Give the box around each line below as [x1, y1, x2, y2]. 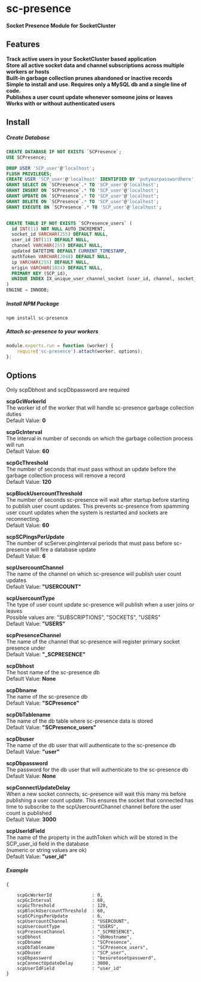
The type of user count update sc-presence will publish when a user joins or [6, 601, 194, 608]
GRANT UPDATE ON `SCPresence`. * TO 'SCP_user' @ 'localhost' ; [6, 193, 160, 199]
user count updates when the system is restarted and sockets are [6, 509, 168, 516]
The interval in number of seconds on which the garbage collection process [6, 435, 193, 442]
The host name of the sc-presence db [6, 669, 100, 676]
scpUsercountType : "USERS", [17, 924, 119, 930]
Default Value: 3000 [6, 816, 57, 823]
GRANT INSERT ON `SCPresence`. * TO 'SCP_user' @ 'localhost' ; [6, 187, 160, 193]
